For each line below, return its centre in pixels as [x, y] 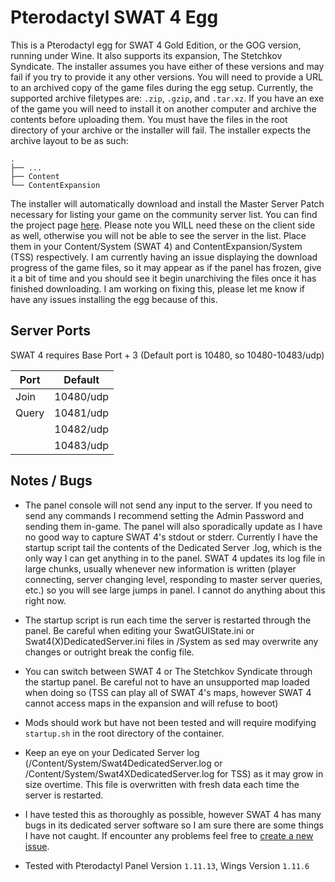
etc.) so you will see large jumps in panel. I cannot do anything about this [175, 590]
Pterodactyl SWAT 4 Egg [114, 17]
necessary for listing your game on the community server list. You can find [164, 214]
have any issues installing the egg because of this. [114, 299]
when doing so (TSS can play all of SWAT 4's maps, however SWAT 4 [168, 692]
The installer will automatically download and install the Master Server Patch [167, 203]
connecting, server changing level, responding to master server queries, [173, 579]
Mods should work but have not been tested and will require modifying [170, 722]
